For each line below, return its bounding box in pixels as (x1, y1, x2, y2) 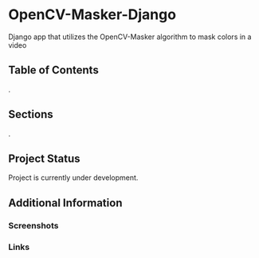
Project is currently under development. (8, 173, 139, 182)
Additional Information (8, 196, 123, 209)
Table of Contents (8, 64, 100, 77)
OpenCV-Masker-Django (8, 6, 177, 24)
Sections (8, 107, 53, 121)
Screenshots (8, 220, 59, 231)
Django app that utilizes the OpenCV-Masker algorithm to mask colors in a (8, 32, 252, 41)
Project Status (8, 151, 81, 165)
